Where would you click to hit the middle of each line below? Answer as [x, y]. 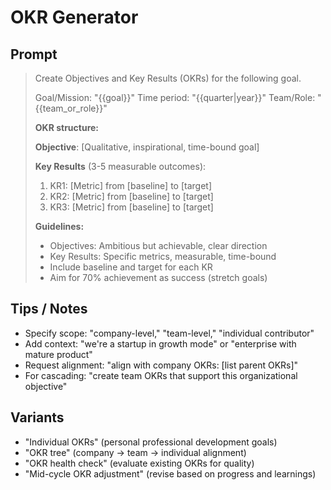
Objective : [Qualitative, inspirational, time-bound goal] [147, 147]
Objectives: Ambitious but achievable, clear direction [158, 245]
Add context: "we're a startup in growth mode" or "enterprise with [160, 343]
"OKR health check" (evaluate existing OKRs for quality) [139, 463]
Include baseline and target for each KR [131, 267]
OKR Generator [74, 17]
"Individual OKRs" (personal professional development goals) [151, 442]
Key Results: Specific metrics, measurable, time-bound [163, 256]
